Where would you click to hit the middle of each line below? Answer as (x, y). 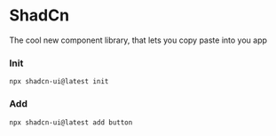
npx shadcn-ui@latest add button (71, 122)
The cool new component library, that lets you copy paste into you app (138, 40)
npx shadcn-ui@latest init (59, 82)
